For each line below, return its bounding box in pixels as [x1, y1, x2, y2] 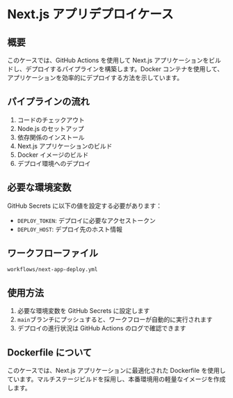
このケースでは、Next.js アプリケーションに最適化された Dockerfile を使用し [7, 367, 226, 375]
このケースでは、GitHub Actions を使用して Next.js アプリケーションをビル [7, 56, 221, 64]
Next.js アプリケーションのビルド [17, 141, 113, 150]
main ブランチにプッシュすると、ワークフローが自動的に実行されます [17, 315, 213, 324]
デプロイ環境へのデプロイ [17, 159, 91, 167]
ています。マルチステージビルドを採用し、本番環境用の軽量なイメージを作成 [7, 375, 226, 383]
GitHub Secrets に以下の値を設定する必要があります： [7, 201, 162, 210]
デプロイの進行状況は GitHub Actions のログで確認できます [17, 324, 186, 332]
